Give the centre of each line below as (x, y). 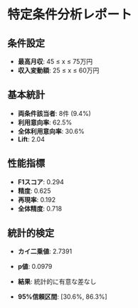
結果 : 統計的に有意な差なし (57, 282)
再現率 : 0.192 (36, 199)
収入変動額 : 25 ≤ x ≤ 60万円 (58, 70)
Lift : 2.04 (31, 139)
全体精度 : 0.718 (40, 208)
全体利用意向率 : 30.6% (51, 131)
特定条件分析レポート (70, 15)
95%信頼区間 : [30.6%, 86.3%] (63, 297)
